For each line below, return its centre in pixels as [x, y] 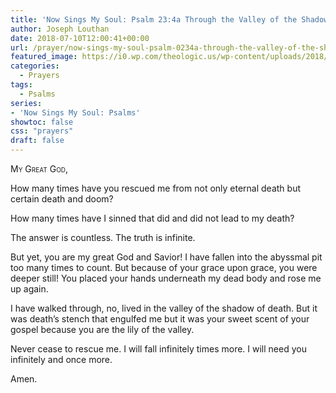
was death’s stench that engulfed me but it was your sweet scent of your [160, 319]
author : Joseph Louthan [60, 29]
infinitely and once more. [61, 359]
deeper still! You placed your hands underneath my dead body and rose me [166, 278]
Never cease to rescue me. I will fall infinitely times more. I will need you [158, 349]
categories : [35, 66]
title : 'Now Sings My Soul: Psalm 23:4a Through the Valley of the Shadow [169, 19]
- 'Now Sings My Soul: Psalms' [75, 112]
